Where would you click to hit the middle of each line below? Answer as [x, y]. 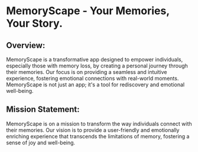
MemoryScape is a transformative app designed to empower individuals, [95, 59]
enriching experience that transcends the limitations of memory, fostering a [98, 136]
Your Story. [35, 23]
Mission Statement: [43, 110]
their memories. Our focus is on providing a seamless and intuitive [87, 72]
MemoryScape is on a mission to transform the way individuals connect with [99, 124]
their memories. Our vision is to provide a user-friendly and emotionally [93, 130]
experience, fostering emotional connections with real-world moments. [92, 78]
